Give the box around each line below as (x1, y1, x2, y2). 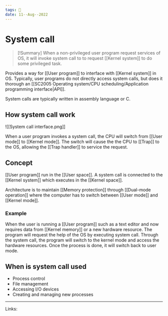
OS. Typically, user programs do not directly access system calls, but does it (5, 75, 163, 81)
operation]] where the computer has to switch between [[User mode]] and (5, 192, 158, 198)
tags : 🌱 (5, 7, 21, 12)
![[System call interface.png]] (5, 123, 66, 130)
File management (12, 281, 48, 287)
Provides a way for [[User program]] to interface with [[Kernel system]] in (5, 70, 156, 76)
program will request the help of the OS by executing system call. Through (5, 232, 158, 238)
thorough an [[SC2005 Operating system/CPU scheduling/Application (5, 81, 149, 87)
